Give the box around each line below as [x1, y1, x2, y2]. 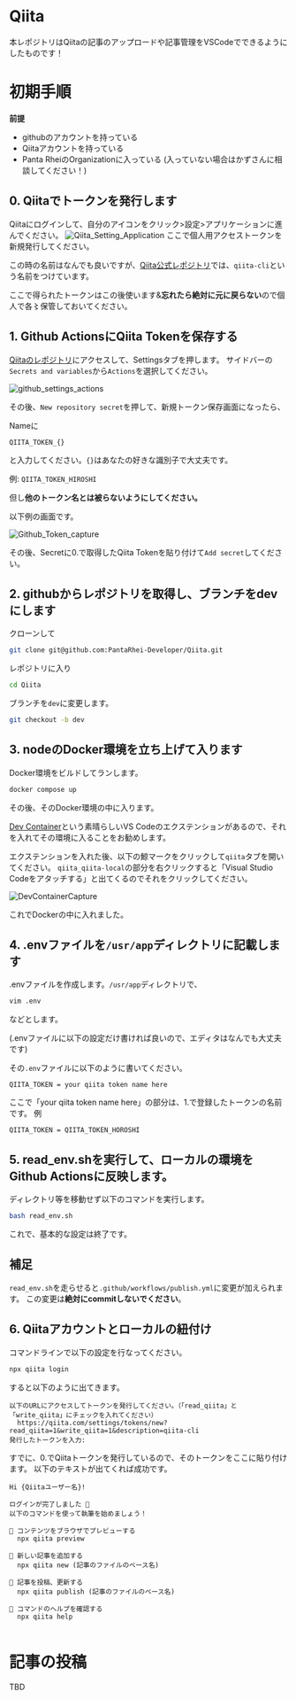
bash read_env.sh [9, 1212, 73, 1221]
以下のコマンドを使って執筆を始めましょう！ [9, 1509, 148, 1518]
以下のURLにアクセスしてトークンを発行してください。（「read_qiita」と [9, 1401, 238, 1410]
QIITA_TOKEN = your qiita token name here [9, 1081, 168, 1090]
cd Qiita [9, 680, 42, 690]
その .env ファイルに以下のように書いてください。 [9, 1063, 187, 1074]
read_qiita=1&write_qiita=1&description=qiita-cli [9, 1426, 200, 1435]
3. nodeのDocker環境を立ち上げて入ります [9, 742, 243, 757]
